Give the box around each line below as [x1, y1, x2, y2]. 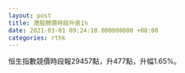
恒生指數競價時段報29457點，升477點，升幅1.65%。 [8, 56, 181, 66]
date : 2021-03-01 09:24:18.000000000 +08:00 [8, 26, 159, 34]
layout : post [8, 11, 52, 20]
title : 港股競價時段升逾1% [8, 19, 89, 27]
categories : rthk [8, 33, 66, 42]
